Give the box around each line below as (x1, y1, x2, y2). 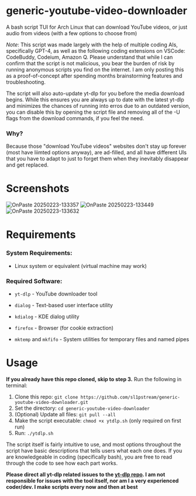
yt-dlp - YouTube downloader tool (14, 290, 98, 297)
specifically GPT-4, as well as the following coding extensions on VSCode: (6, 47, 185, 54)
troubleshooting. (6, 78, 46, 86)
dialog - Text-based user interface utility (14, 301, 113, 308)
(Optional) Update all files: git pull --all (14, 410, 116, 417)
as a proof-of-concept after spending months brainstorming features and (6, 72, 183, 79)
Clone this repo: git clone (14, 393, 78, 400)
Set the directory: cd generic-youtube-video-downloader (14, 405, 150, 412)
